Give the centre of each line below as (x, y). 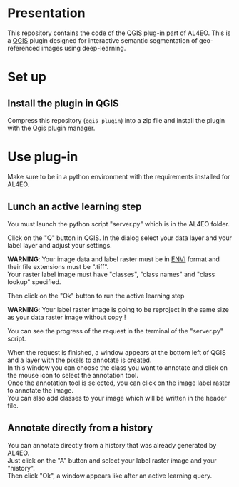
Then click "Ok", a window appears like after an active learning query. (110, 476)
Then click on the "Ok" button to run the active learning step (96, 296)
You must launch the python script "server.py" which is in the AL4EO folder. (118, 224)
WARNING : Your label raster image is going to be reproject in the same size (118, 309)
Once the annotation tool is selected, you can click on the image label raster (119, 383)
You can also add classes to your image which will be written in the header (117, 398)
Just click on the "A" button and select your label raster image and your (112, 460)
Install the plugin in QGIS (63, 103)
